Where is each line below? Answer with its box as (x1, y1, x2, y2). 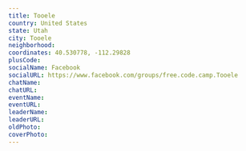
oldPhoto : (8, 123, 42, 131)
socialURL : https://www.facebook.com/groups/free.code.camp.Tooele (8, 71, 239, 79)
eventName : (8, 93, 45, 101)
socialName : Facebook (8, 64, 81, 72)
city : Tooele (8, 34, 52, 42)
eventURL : (8, 101, 42, 109)
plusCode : (8, 57, 42, 65)
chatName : (8, 78, 42, 86)
